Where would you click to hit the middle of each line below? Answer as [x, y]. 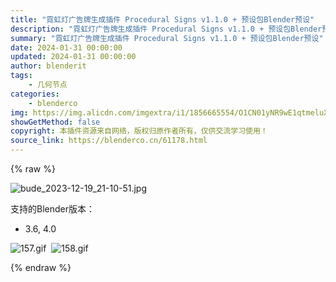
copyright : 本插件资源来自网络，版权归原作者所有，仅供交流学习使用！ [139, 131]
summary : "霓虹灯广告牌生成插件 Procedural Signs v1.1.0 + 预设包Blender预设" [167, 38]
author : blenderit [48, 66]
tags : [21, 76]
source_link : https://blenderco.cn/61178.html [109, 141]
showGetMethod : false [55, 122]
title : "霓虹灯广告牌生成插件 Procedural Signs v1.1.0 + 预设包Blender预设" [162, 19]
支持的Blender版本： [52, 209]
